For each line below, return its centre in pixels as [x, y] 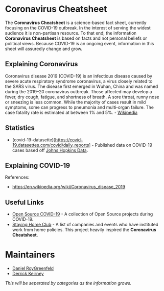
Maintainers [30, 255]
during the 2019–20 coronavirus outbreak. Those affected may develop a [79, 91]
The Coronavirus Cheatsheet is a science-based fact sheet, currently [76, 23]
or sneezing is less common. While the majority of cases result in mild [75, 102]
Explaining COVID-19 [37, 165]
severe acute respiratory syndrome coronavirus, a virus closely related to [79, 81]
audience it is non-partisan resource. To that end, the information [71, 33]
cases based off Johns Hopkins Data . [50, 150]
